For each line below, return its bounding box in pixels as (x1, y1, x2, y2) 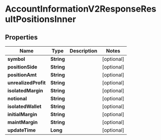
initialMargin (7, 111, 37, 118)
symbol (7, 56, 25, 62)
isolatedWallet (7, 103, 42, 110)
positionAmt (7, 71, 37, 78)
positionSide (7, 64, 37, 70)
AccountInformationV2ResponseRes (5, 3, 157, 15)
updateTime (7, 127, 36, 133)
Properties (5, 33, 38, 41)
